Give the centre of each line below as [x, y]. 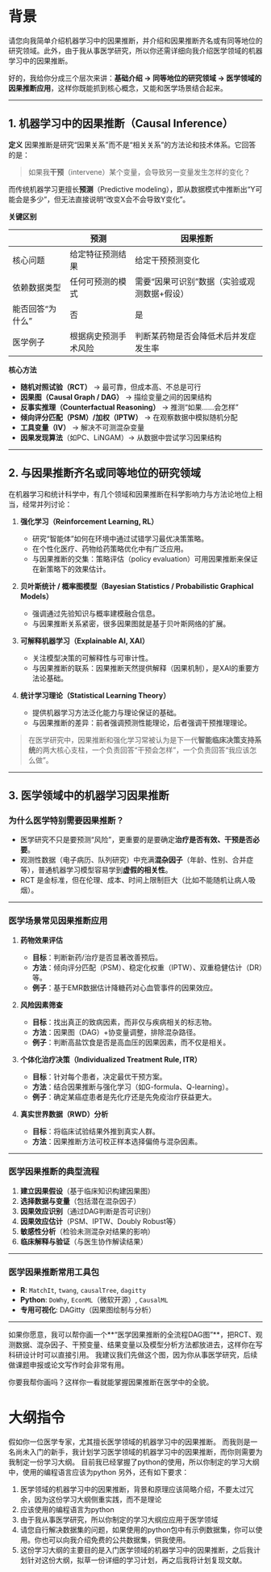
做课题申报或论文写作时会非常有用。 [69, 1365]
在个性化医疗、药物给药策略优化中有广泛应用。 [110, 549]
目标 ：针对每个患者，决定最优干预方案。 [99, 1076]
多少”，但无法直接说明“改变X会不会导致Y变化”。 [110, 199]
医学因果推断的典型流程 [54, 1172]
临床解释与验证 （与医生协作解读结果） [83, 1241]
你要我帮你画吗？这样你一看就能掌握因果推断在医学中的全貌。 [111, 1382]
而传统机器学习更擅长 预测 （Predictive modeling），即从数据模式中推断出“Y [132, 189]
